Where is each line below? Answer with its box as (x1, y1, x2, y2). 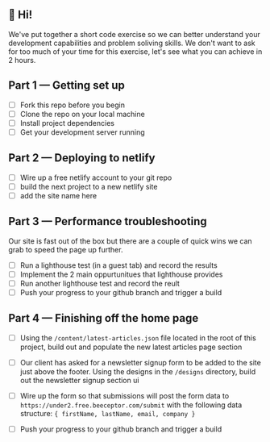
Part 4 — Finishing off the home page (8, 311, 199, 325)
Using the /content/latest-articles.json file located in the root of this (19, 332, 256, 343)
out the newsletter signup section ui (19, 375, 139, 385)
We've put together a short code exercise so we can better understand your (8, 29, 260, 39)
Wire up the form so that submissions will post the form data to (19, 390, 230, 400)
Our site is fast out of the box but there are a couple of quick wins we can (8, 236, 252, 246)
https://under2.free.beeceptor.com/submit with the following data (19, 400, 243, 410)
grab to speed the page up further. (8, 244, 123, 254)
